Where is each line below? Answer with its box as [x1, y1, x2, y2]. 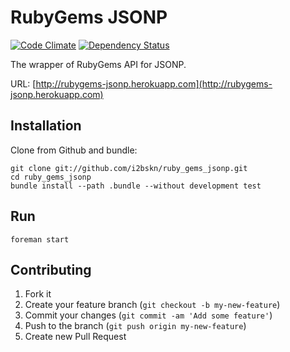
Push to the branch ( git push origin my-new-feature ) [24, 320, 247, 332]
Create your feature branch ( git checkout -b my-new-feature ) [24, 299, 281, 311]
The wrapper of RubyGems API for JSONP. [10, 58, 187, 70]
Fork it [24, 288, 52, 300]
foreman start [10, 234, 70, 245]
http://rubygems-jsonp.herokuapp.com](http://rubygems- [35, 77, 273, 90]
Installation [10, 117, 82, 135]
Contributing [10, 261, 92, 278]
